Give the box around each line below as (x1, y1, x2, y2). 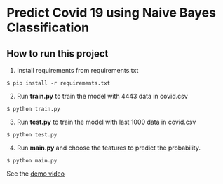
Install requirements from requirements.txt (16, 66, 139, 74)
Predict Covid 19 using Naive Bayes (6, 5, 217, 21)
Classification (6, 20, 89, 36)
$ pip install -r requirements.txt (6, 80, 111, 87)
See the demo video (6, 169, 65, 178)
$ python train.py (6, 106, 60, 113)
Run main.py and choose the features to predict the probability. (16, 143, 201, 152)
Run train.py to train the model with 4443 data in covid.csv (16, 92, 189, 100)
